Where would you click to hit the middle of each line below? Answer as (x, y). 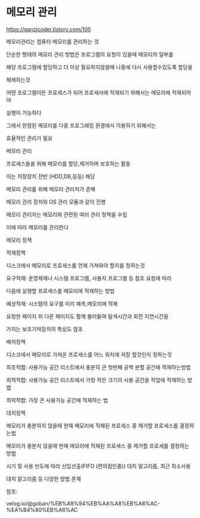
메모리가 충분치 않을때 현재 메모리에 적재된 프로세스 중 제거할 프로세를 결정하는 (98, 446)
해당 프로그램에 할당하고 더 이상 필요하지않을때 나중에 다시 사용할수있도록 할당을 (99, 67)
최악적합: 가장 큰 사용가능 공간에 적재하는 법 (57, 400)
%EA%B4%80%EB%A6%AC (42, 510)
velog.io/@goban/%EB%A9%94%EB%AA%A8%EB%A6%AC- (83, 503)
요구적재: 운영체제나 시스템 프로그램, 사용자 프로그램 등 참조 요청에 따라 (89, 278)
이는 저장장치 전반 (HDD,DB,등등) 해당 (51, 176)
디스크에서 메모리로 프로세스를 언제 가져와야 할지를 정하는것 (76, 265)
